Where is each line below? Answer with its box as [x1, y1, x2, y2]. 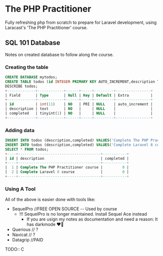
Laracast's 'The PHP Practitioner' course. [5, 24, 88, 30]
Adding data [5, 127, 35, 134]
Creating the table [5, 64, 49, 70]
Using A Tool [5, 186, 36, 192]
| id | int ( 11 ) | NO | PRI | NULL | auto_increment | [5, 102, 153, 107]
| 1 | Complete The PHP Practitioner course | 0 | [5, 165, 130, 170]
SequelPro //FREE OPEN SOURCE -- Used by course [12, 206, 117, 212]
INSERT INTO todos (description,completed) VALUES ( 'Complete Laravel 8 [5, 142, 153, 147]
